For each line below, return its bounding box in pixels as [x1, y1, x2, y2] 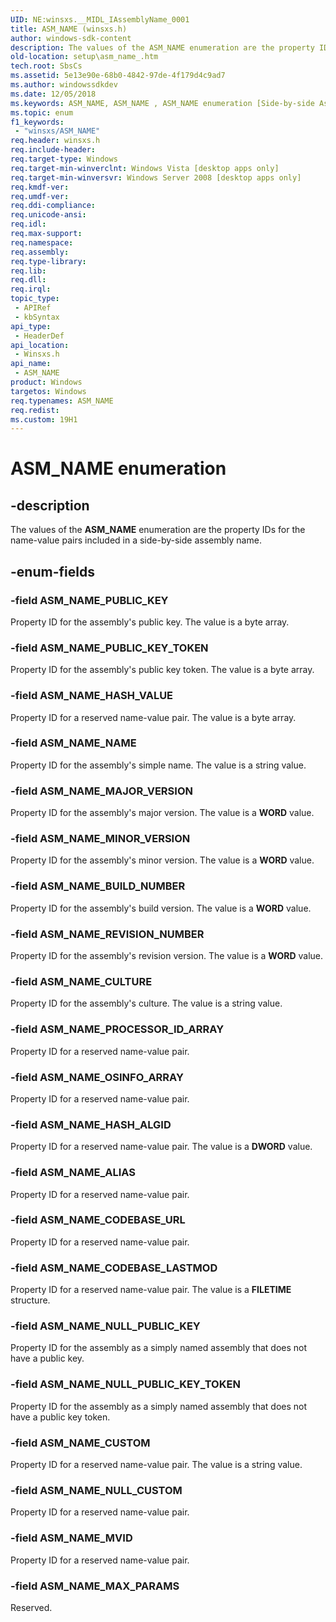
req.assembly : [10, 247, 70, 257]
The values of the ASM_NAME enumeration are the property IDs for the [10, 524, 306, 536]
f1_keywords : [10, 117, 65, 127]
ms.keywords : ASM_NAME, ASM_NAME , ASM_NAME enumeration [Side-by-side [10, 98, 315, 108]
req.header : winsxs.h [10, 136, 101, 146]
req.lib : [10, 266, 47, 276]
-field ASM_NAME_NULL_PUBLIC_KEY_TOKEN [10, 1377, 241, 1391]
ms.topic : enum [10, 107, 74, 118]
